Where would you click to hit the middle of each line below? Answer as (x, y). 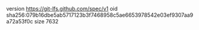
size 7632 (46, 21)
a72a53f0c (20, 21)
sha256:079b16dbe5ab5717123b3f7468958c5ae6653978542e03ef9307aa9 (100, 15)
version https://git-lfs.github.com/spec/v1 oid (62, 9)
